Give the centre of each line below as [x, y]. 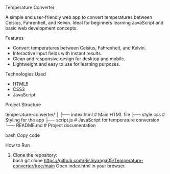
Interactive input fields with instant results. [57, 53]
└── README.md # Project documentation [51, 125]
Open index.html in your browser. [91, 166]
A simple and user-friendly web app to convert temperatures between [79, 17]
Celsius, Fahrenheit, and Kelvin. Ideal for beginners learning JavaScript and [84, 23]
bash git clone [28, 160]
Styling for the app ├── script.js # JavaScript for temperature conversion [82, 120]
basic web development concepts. [42, 28]
